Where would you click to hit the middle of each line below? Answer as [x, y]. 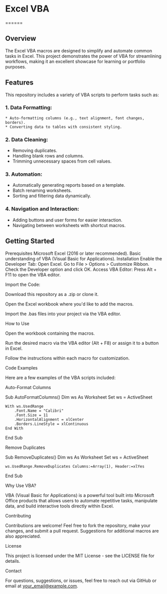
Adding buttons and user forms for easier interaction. [67, 220]
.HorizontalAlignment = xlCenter [49, 419]
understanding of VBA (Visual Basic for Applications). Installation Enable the [84, 258]
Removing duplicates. [35, 151]
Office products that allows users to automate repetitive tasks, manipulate [81, 500]
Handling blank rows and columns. [48, 156]
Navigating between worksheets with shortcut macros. [69, 225]
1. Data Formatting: [29, 108]
